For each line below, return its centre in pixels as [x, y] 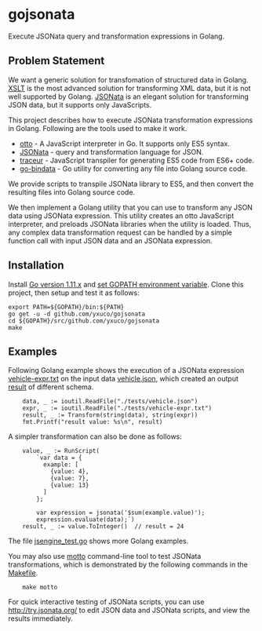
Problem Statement [56, 61]
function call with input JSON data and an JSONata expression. [111, 240]
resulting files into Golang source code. [72, 192]
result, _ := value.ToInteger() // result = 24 [103, 527]
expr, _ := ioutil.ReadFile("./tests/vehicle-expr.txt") [117, 409]
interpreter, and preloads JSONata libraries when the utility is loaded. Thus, [130, 224]
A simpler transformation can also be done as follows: [95, 436]
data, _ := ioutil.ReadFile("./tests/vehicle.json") [110, 402]
